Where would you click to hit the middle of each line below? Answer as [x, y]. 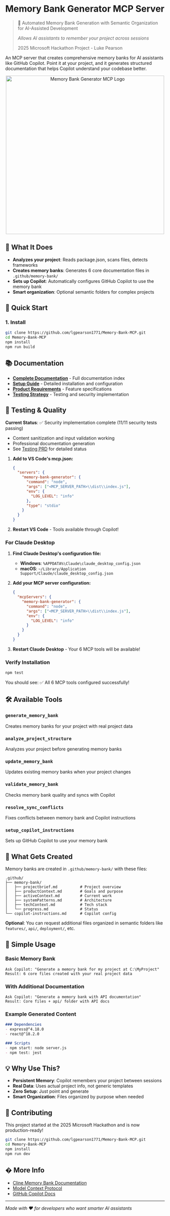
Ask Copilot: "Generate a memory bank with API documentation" [73, 997]
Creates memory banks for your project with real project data [69, 726]
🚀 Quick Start [27, 308]
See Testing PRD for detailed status [50, 449]
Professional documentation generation [54, 443]
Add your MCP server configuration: [52, 583]
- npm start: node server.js [36, 1048]
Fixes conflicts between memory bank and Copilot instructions [70, 818]
